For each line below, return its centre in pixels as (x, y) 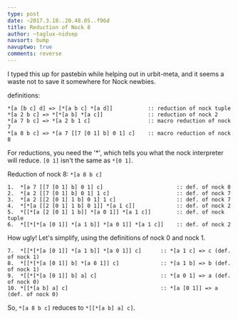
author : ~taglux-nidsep (43, 34)
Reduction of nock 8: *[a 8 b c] (55, 174)
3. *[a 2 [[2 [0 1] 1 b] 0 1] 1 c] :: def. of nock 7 (119, 199)
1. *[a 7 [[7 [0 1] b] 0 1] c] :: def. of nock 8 (119, 187)
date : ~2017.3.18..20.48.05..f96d (59, 21)
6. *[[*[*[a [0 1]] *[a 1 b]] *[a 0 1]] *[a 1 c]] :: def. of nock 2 (119, 224)
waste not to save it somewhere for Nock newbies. (82, 81)
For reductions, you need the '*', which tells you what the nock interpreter (115, 152)
